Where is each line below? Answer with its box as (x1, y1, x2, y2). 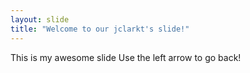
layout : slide (10, 14, 70, 25)
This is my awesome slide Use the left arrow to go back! (10, 51, 242, 63)
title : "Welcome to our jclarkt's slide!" (10, 24, 190, 34)
